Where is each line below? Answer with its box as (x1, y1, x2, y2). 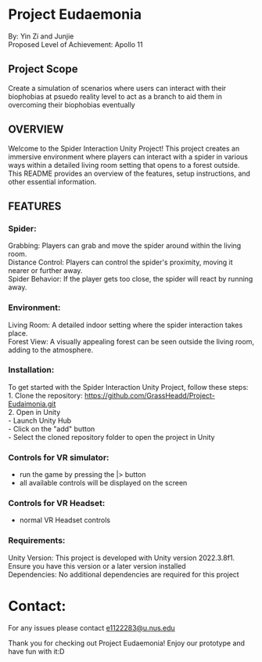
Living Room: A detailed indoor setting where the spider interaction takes (8, 320, 243, 329)
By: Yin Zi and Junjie (8, 31, 74, 41)
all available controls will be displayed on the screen (19, 478, 188, 488)
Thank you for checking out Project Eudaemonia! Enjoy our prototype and (8, 638, 245, 648)
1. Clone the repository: (8, 391, 84, 400)
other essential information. (8, 176, 97, 186)
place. (8, 328, 29, 338)
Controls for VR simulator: (8, 452, 109, 463)
